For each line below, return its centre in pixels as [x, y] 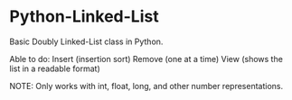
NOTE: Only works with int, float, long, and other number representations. [146, 86]
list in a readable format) [55, 68]
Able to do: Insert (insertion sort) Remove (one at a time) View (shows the [146, 59]
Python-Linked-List [85, 17]
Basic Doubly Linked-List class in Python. [86, 41]
